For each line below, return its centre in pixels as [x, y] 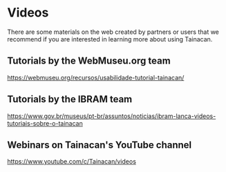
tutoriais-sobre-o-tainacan [45, 123]
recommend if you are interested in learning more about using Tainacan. [110, 39]
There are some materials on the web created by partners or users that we [113, 32]
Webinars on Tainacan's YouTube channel [100, 145]
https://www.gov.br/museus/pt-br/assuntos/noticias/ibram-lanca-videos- [112, 116]
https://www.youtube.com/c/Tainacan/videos [72, 162]
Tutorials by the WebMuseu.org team [89, 61]
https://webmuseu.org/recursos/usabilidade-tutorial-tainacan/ [96, 77]
